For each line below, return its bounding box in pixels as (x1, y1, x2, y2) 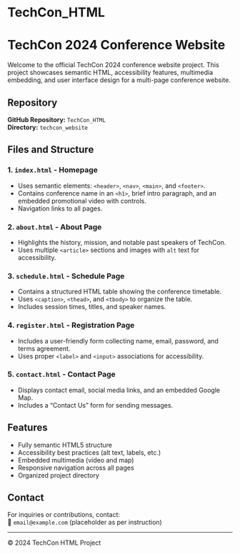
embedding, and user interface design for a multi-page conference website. (7, 76, 231, 84)
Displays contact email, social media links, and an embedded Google (17, 386, 220, 394)
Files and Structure (7, 143, 94, 156)
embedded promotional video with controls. (17, 196, 146, 205)
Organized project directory (17, 470, 100, 479)
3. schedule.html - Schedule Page (7, 271, 125, 281)
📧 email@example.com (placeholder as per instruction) (7, 518, 162, 527)
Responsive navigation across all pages (17, 463, 134, 472)
